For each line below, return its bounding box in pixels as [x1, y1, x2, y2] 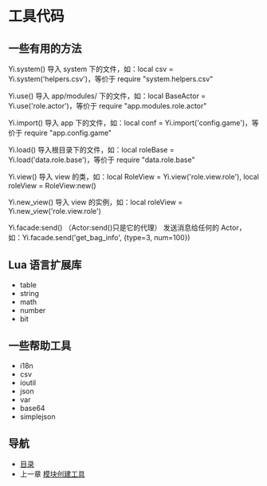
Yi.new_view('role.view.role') [8, 207, 102, 215]
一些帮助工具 [8, 339, 72, 353]
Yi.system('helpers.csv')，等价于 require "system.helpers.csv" [8, 74, 214, 84]
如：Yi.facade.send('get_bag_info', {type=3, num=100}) [8, 233, 190, 242]
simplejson [19, 412, 56, 421]
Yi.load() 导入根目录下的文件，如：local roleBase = [8, 145, 175, 154]
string [19, 288, 40, 298]
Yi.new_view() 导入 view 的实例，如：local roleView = [8, 197, 183, 207]
